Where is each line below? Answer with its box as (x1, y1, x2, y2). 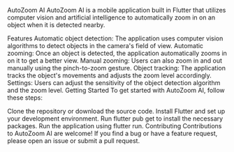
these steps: (7, 93, 43, 102)
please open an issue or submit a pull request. (7, 137, 140, 145)
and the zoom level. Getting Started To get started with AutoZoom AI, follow (7, 86, 225, 94)
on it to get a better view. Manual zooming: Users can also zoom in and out (7, 56, 222, 65)
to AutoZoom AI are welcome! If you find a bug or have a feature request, (7, 129, 218, 137)
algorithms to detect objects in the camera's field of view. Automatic (7, 42, 204, 50)
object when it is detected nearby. (7, 21, 105, 29)
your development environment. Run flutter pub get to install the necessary (7, 114, 224, 123)
